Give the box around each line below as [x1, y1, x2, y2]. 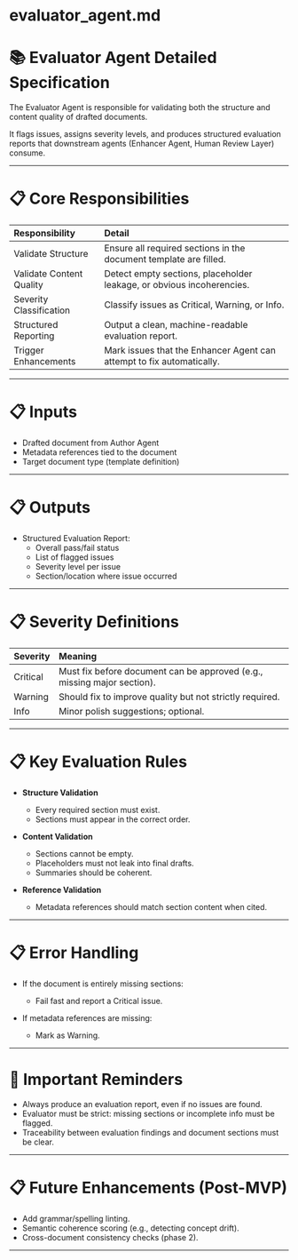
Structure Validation [21, 787, 99, 798]
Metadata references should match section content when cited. [35, 901, 268, 912]
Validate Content [13, 267, 83, 280]
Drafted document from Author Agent [21, 437, 160, 448]
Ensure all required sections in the [104, 242, 246, 254]
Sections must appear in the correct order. [35, 814, 191, 825]
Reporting [13, 330, 55, 342]
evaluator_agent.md [9, 5, 161, 26]
